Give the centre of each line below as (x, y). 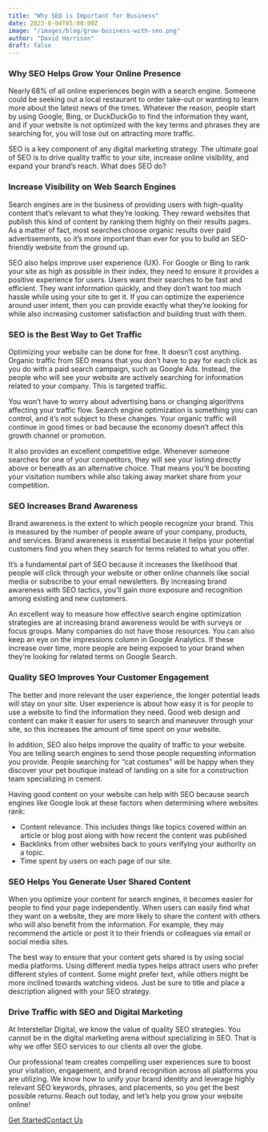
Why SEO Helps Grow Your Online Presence (95, 74)
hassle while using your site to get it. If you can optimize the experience (126, 297)
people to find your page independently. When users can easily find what (129, 908)
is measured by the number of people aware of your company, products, (128, 532)
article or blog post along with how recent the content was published (133, 835)
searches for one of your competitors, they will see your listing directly (125, 460)
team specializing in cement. (55, 778)
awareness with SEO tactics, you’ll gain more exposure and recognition (126, 590)
